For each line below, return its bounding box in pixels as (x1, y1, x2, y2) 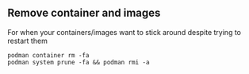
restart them (7, 36, 48, 45)
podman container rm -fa (7, 51, 90, 59)
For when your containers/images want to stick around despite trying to (7, 27, 241, 37)
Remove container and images (7, 6, 161, 20)
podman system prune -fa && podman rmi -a (7, 58, 150, 66)
